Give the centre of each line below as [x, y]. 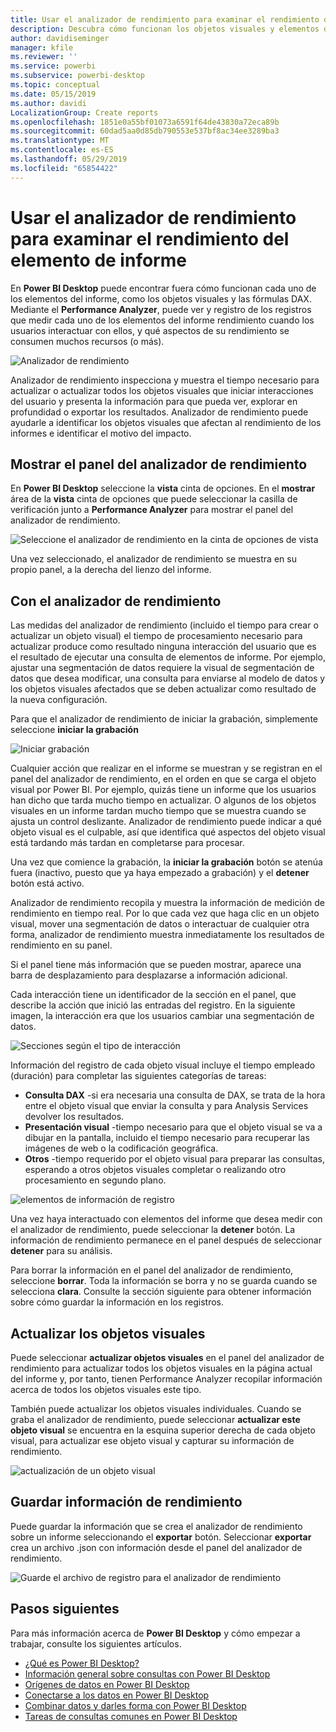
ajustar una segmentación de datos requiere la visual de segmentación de [162, 668]
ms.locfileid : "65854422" [64, 168]
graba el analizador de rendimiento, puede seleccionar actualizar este [155, 1419]
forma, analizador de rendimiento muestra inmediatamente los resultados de [167, 935]
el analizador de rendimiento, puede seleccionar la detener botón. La [153, 1230]
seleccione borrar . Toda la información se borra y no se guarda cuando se [164, 1281]
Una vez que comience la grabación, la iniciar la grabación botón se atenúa [166, 862]
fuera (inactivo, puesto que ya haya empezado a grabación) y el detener [160, 873]
